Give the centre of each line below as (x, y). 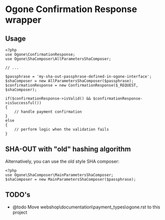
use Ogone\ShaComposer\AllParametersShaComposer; (58, 59)
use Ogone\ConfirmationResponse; (40, 54)
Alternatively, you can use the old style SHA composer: (62, 161)
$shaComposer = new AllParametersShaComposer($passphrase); (70, 81)
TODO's (18, 195)
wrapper (23, 20)
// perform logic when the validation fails (62, 129)
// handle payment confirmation (48, 112)
